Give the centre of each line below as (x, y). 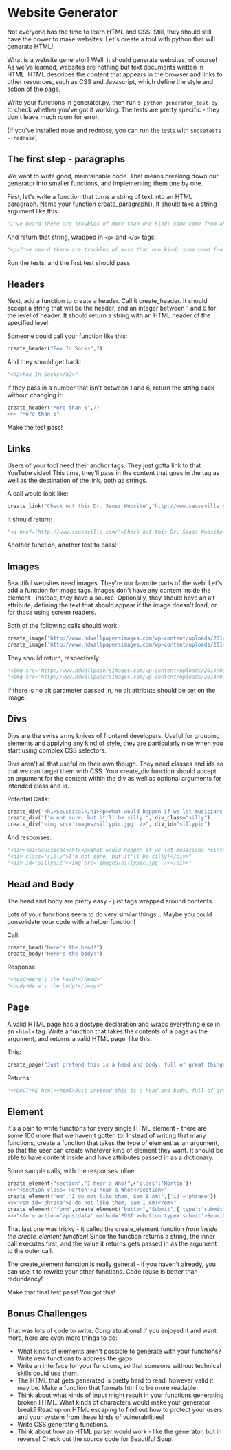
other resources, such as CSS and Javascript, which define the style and (110, 81)
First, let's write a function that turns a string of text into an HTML (100, 196)
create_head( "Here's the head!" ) (55, 947)
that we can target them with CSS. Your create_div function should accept (112, 771)
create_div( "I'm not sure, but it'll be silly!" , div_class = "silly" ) (109, 818)
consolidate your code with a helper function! (71, 921)
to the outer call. (30, 1250)
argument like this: (33, 211)
